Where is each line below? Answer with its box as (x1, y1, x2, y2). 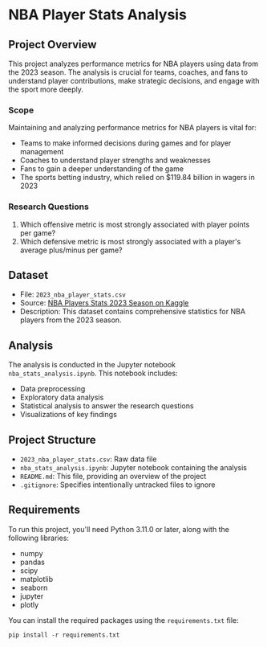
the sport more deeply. (8, 84, 84, 94)
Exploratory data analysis (19, 392, 104, 403)
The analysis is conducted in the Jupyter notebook (8, 360, 176, 370)
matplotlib (19, 574, 54, 584)
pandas (19, 557, 46, 567)
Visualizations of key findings (19, 410, 118, 420)
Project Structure (8, 432, 96, 447)
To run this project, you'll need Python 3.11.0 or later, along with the (8, 524, 230, 534)
